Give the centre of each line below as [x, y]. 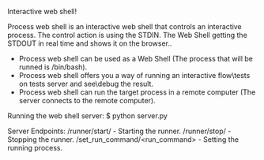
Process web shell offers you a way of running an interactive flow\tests [134, 75]
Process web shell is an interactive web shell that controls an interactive [124, 26]
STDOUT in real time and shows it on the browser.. [90, 43]
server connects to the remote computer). [87, 100]
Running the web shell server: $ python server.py [87, 116]
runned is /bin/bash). [53, 67]
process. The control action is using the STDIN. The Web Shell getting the [128, 35]
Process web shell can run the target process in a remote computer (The [137, 92]
